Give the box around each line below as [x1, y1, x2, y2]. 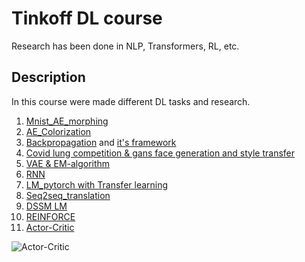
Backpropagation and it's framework [25, 136, 177, 148]
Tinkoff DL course [11, 7, 163, 30]
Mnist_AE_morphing [25, 115, 109, 127]
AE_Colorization [25, 125, 92, 137]
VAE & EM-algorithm [25, 157, 111, 169]
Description [11, 69, 86, 86]
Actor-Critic [25, 221, 75, 233]
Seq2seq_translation [25, 189, 111, 201]
